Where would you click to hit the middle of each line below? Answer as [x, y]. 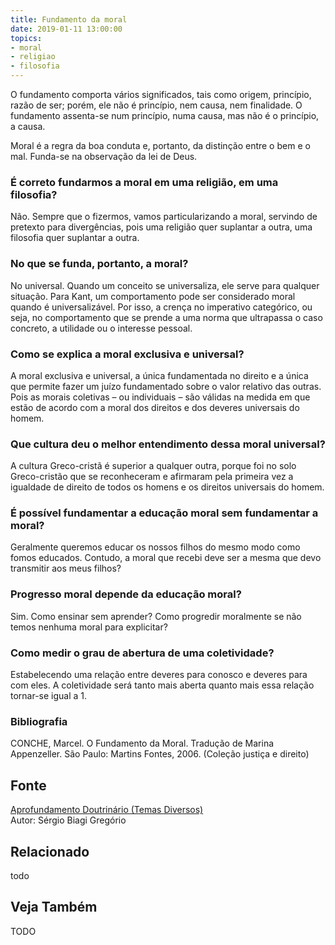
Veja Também [54, 907]
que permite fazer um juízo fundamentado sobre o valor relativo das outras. [166, 386]
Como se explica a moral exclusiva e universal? [127, 354]
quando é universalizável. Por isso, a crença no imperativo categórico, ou [161, 307]
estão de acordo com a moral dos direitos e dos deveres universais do [155, 407]
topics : [26, 38]
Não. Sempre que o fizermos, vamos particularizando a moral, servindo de [164, 217]
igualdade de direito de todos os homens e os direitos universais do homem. [167, 487]
